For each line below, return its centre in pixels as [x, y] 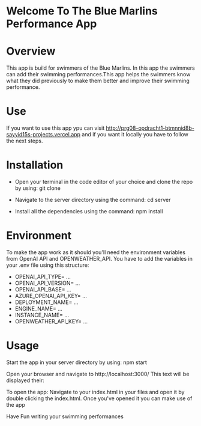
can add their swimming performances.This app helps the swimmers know [98, 75]
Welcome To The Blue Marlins [82, 11]
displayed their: [25, 380]
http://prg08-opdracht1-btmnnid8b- [150, 128]
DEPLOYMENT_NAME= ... [46, 302]
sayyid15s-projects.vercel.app [43, 135]
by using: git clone [38, 188]
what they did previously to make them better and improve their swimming [98, 81]
